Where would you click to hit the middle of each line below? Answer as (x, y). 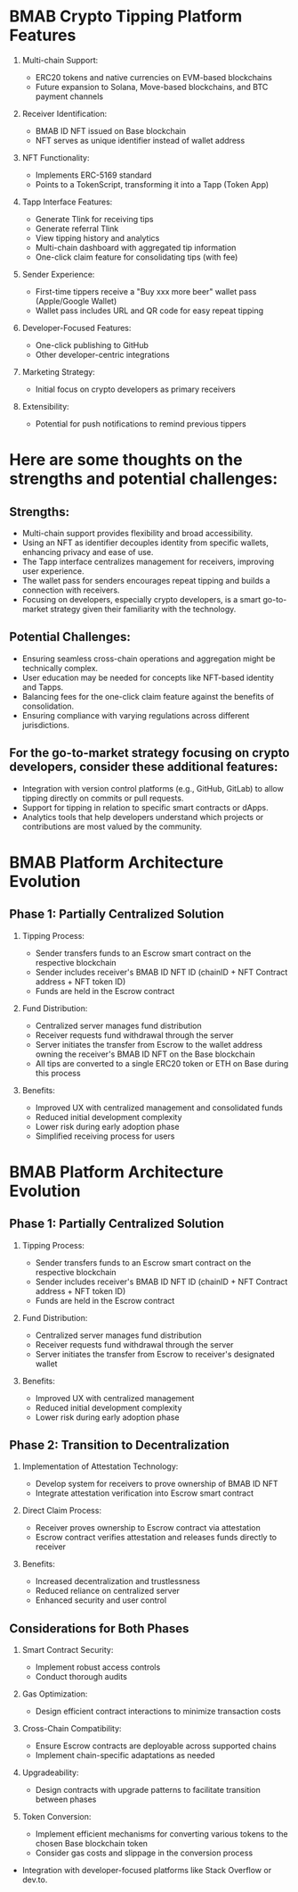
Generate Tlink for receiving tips (94, 219)
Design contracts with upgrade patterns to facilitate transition (148, 1790)
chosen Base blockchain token (92, 1844)
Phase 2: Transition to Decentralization (119, 1444)
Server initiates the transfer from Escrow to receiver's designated (155, 1354)
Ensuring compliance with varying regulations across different (136, 715)
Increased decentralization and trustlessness (117, 1581)
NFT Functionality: (56, 157)
